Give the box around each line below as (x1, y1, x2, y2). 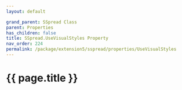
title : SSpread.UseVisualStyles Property (6, 36, 109, 41)
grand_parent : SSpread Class (6, 19, 77, 25)
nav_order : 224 (6, 41, 43, 47)
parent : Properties (6, 25, 54, 30)
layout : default (6, 8, 46, 15)
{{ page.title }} (6, 71, 78, 85)
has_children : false (6, 30, 57, 36)
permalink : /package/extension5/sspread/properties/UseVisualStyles (6, 46, 177, 53)
